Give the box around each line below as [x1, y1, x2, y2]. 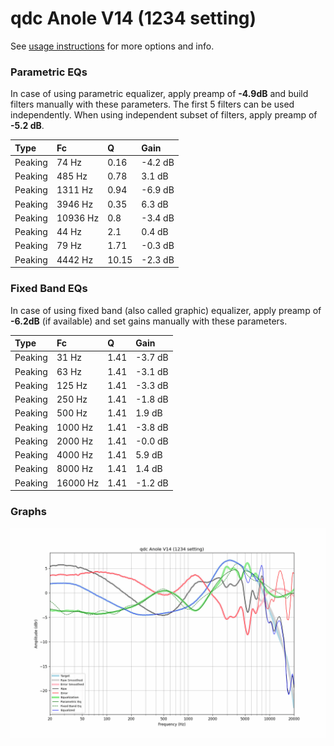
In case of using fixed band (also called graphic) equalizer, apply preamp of [10, 304, 322, 316]
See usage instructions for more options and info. [10, 40, 215, 52]
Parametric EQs [10, 65, 88, 79]
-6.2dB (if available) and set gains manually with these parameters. [10, 315, 288, 327]
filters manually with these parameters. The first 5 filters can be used [10, 98, 295, 111]
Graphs [10, 504, 47, 518]
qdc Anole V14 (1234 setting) [10, 7, 257, 30]
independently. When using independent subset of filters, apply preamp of [10, 109, 318, 121]
